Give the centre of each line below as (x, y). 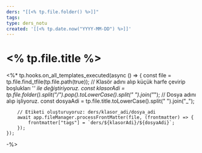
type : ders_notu (27, 23)
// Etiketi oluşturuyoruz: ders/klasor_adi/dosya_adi (86, 112)
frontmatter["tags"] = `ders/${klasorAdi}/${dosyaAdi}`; (101, 123)
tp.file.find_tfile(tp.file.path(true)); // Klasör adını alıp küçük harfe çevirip (96, 82)
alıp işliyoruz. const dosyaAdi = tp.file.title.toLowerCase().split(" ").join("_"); (101, 101)
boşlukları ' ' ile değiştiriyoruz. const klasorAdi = (66, 88)
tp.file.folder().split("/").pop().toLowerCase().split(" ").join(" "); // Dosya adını (101, 95)
